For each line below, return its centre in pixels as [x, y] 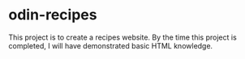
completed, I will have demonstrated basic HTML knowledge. [111, 45]
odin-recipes [53, 15]
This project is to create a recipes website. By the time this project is [122, 37]
